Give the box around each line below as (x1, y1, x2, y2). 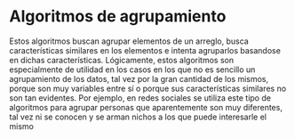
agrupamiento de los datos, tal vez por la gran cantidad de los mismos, (9, 73, 269, 84)
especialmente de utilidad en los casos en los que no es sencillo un (9, 64, 256, 75)
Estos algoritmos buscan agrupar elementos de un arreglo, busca (9, 36, 249, 46)
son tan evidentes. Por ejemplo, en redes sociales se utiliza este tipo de (9, 92, 271, 103)
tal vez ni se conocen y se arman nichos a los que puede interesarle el (9, 111, 267, 122)
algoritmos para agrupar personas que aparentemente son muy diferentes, (9, 102, 283, 112)
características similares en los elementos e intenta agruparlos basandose (9, 45, 282, 55)
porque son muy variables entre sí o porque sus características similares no (9, 83, 287, 94)
